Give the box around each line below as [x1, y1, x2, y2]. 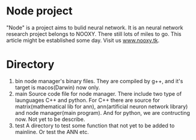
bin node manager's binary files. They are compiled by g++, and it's [14, 77, 183, 84]
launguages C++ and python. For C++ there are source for [14, 96, 161, 104]
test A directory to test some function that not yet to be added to [14, 121, 175, 129]
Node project [6, 4, 73, 18]
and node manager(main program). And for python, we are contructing [14, 109, 191, 116]
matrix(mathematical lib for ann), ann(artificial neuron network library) [14, 103, 188, 110]
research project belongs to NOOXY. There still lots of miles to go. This [6, 30, 182, 37]
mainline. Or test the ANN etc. [14, 128, 89, 135]
